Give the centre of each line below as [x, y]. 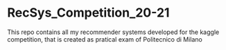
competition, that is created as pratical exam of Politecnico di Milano [105, 39]
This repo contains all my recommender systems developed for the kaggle [113, 32]
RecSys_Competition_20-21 [88, 13]
